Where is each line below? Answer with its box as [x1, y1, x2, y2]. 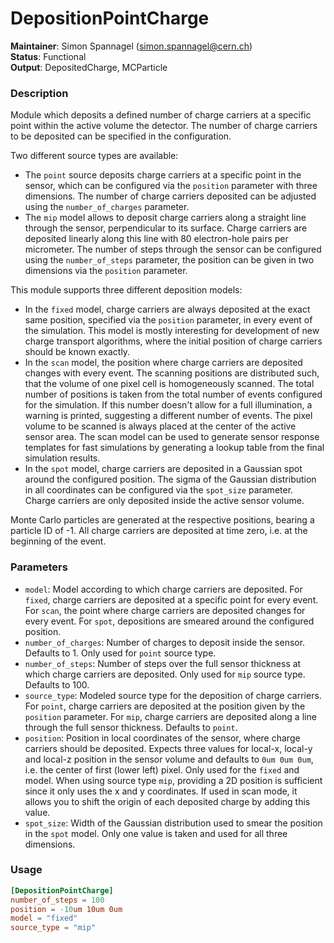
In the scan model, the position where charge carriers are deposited [24, 357, 303, 369]
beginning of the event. [10, 535, 107, 547]
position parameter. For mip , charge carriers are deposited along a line [24, 710, 317, 722]
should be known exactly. [24, 346, 131, 358]
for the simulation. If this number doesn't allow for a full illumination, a [24, 399, 313, 411]
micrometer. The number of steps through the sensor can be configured [24, 243, 322, 256]
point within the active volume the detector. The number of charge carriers [10, 120, 318, 132]
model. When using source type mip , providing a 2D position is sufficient [24, 774, 323, 786]
